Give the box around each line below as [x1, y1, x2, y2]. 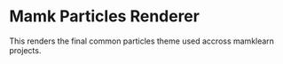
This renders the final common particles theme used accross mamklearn [9, 36, 275, 46]
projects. [9, 44, 42, 55]
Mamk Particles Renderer [9, 6, 200, 27]
